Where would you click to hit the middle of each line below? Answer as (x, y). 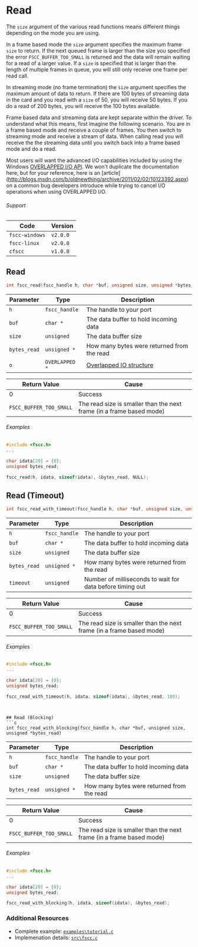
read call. (17, 76)
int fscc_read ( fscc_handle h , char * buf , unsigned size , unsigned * (92, 285)
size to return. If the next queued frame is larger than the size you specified (98, 50)
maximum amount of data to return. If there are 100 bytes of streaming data (98, 93)
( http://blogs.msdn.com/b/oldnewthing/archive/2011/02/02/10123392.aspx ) (98, 179)
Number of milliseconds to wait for (132, 580)
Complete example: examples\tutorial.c (64, 931)
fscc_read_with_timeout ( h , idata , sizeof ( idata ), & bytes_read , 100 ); (93, 697)
